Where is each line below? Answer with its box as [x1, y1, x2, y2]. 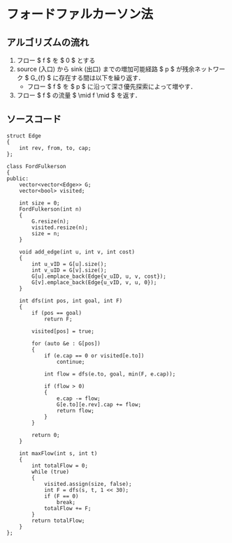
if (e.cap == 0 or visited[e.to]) [43, 352, 145, 359]
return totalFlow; [31, 517, 85, 524]
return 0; [31, 431, 60, 438]
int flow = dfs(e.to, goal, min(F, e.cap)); [43, 371, 176, 378]
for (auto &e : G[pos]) [31, 340, 101, 347]
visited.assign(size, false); [43, 480, 132, 487]
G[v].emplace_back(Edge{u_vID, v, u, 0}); [31, 278, 157, 286]
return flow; [56, 407, 95, 414]
